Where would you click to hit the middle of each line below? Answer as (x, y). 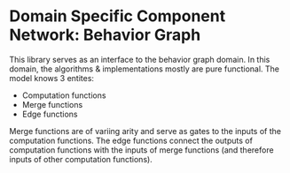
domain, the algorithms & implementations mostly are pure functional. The (145, 69)
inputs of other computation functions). (81, 159)
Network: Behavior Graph (105, 35)
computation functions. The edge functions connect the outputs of (131, 140)
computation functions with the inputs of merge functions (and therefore (141, 150)
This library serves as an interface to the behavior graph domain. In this (140, 59)
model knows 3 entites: (52, 78)
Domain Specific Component (118, 16)
